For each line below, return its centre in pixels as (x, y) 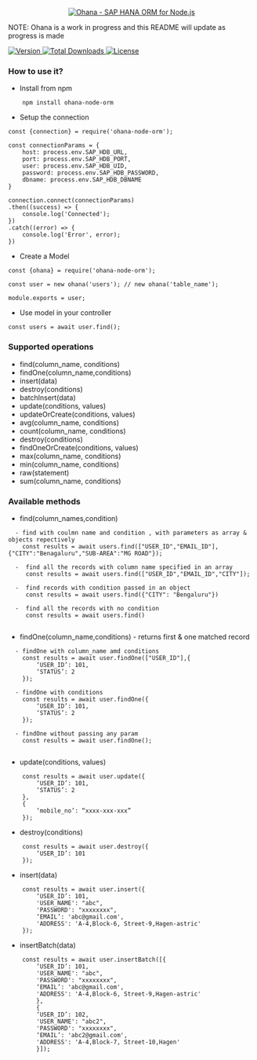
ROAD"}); (148, 553)
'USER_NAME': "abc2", (72, 1021)
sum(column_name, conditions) (70, 481)
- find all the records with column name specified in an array (124, 567)
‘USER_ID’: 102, (63, 1014)
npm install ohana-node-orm (68, 103)
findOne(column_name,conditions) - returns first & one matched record (134, 636)
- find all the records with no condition (87, 608)
